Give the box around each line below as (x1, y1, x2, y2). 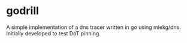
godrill (6, 4, 39, 18)
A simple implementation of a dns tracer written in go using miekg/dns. (6, 24, 181, 31)
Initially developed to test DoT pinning (6, 29, 99, 37)
